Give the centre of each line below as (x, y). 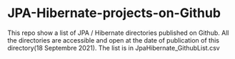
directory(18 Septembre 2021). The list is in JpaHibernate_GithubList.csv (114, 48)
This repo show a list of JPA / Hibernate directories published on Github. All (118, 33)
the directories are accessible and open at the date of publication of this (114, 40)
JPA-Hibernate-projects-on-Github (114, 13)
